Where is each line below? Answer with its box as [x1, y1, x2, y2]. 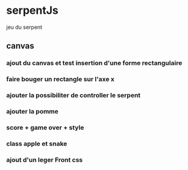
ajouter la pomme [6, 108, 59, 116]
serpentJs [6, 4, 59, 17]
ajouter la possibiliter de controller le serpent [6, 91, 141, 100]
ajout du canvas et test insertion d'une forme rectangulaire [6, 59, 183, 67]
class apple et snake [6, 139, 67, 148]
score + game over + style [6, 123, 84, 132]
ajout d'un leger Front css [6, 156, 83, 164]
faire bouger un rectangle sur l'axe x [6, 75, 114, 83]
